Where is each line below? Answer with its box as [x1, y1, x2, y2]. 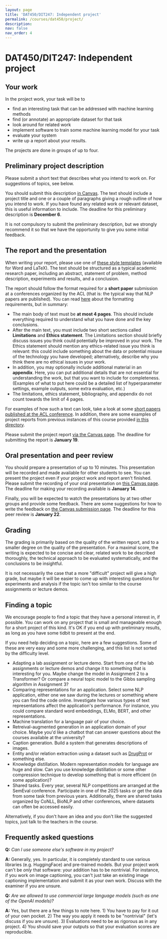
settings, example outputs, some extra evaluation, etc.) [12, 385, 126, 391]
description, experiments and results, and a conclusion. [5, 275, 119, 281]
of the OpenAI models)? [5, 897, 54, 904]
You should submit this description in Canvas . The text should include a [5, 190, 152, 196]
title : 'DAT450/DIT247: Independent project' [5, 12, 101, 17]
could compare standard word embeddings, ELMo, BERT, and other [12, 708, 151, 714]
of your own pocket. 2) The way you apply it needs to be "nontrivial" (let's [5, 912, 157, 919]
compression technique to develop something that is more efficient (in [12, 772, 157, 778]
